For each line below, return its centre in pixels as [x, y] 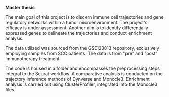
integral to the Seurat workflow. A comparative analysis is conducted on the [84, 74]
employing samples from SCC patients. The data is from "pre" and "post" [81, 53]
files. [10, 90]
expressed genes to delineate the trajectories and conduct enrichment [79, 33]
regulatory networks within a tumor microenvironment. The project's [76, 22]
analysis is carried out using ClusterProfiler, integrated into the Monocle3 [81, 84]
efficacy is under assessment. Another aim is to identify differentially [77, 28]
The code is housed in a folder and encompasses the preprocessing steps [83, 68]
